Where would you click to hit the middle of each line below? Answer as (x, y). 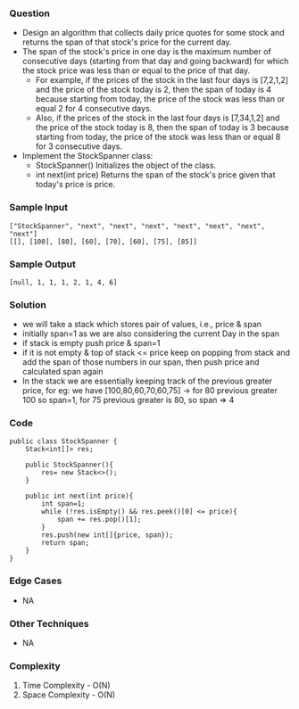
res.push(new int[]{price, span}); (108, 535)
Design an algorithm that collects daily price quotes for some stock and (153, 33)
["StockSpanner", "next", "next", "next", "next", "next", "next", (137, 226)
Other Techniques (49, 623)
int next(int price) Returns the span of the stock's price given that (155, 175)
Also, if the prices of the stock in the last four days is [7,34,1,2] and (158, 118)
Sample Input (39, 208)
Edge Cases (36, 581)
